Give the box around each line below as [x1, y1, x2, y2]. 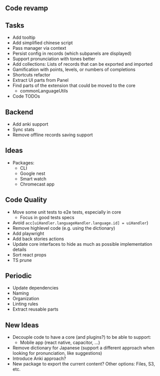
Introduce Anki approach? [12, 355, 66, 361]
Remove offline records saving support [12, 132, 93, 138]
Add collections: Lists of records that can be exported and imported [12, 61, 153, 67]
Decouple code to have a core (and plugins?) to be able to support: [12, 334, 151, 340]
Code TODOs [12, 93, 40, 100]
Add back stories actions [12, 236, 64, 242]
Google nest [20, 170, 46, 176]
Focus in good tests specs [20, 214, 75, 220]
